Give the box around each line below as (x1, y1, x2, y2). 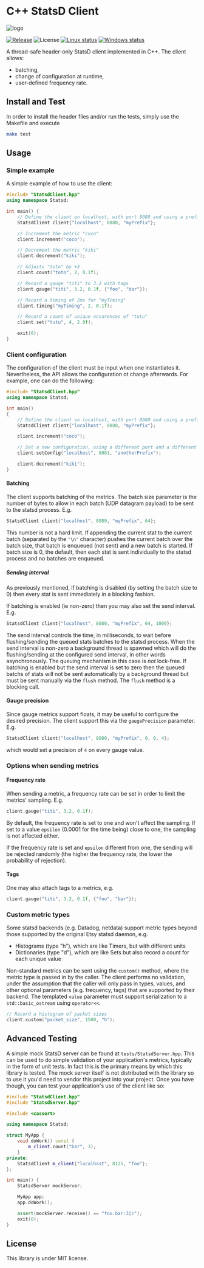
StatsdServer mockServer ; (17, 1183, 83, 1189)
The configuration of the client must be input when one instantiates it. (6, 364, 181, 371)
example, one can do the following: (6, 377, 94, 384)
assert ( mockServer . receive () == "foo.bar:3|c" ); (17, 1210, 143, 1216)
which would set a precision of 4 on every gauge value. (6, 746, 144, 753)
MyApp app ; (17, 1194, 45, 1200)
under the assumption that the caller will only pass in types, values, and (6, 980, 185, 987)
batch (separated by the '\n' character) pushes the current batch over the (6, 535, 193, 542)
